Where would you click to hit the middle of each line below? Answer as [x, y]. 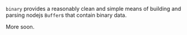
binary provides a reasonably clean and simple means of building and [94, 9]
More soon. [20, 27]
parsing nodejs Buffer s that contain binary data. [66, 15]
